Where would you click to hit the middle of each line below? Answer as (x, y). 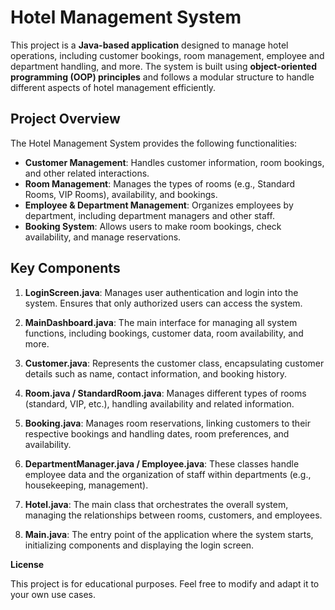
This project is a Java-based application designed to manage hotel (149, 45)
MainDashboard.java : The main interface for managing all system (161, 322)
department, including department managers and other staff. (149, 215)
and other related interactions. (87, 173)
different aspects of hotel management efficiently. (113, 87)
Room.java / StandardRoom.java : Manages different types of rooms (165, 393)
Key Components (65, 268)
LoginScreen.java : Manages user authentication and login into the (161, 292)
